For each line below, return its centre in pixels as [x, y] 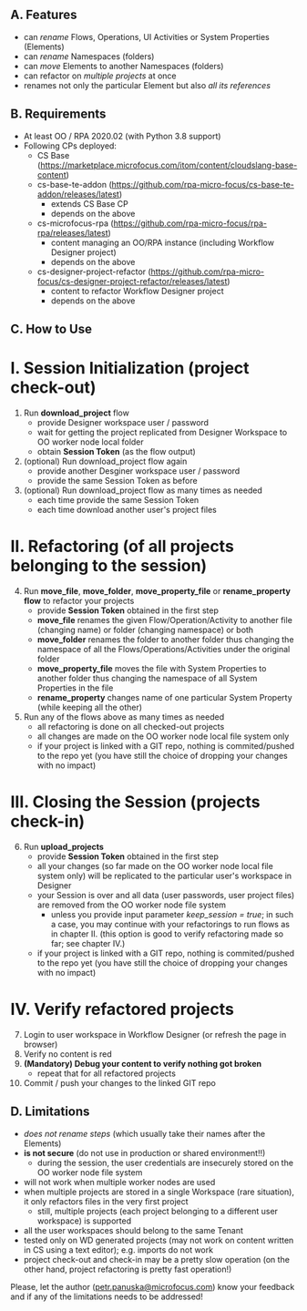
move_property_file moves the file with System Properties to [152, 668]
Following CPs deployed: [70, 146]
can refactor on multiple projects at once [100, 76]
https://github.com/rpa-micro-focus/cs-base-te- [203, 184]
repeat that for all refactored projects [107, 1073]
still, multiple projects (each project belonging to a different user [158, 1211]
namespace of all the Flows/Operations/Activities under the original [164, 649]
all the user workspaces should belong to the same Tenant [133, 1230]
